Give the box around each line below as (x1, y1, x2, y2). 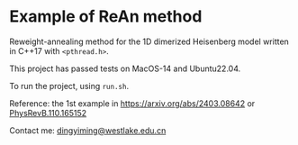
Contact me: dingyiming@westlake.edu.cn (9, 124, 167, 136)
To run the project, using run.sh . (9, 80, 129, 91)
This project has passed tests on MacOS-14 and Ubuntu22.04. (9, 63, 241, 74)
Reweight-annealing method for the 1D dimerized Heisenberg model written (9, 36, 290, 47)
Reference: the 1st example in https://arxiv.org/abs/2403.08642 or (9, 97, 256, 109)
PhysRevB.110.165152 (9, 107, 87, 118)
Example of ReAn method (9, 6, 203, 27)
